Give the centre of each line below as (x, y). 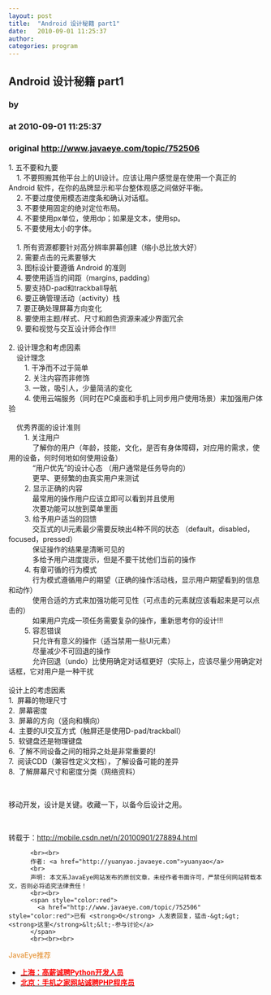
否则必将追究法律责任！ (54, 886)
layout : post (30, 16)
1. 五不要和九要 (33, 167)
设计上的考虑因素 (37, 690)
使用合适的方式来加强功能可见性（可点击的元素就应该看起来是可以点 (146, 600)
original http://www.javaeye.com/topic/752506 (104, 149)
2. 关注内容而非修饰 (57, 377)
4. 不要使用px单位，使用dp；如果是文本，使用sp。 (100, 218)
